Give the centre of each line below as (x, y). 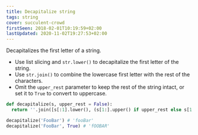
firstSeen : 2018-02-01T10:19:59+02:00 (54, 28)
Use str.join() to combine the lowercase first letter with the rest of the (102, 75)
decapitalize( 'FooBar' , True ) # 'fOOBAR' (58, 126)
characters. (29, 81)
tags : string (22, 17)
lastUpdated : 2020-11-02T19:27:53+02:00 (57, 34)
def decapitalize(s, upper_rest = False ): (59, 104)
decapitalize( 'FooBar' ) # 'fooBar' (50, 120)
